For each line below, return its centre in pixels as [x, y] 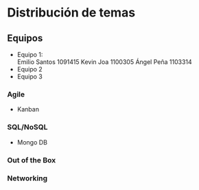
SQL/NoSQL [27, 127]
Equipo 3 [30, 76]
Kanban [28, 109]
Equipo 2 [30, 69]
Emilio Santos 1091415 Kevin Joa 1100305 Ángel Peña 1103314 [104, 62]
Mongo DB [32, 142]
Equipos [25, 38]
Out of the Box [32, 160]
